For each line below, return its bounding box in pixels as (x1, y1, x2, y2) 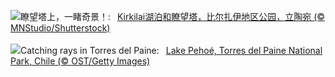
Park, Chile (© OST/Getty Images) (10, 55, 151, 67)
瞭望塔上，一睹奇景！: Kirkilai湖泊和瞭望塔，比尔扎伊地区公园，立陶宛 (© (20, 11, 326, 22)
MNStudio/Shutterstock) (10, 22, 111, 34)
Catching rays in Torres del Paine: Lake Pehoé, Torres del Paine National (20, 45, 323, 56)
